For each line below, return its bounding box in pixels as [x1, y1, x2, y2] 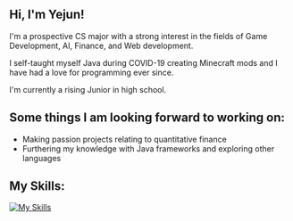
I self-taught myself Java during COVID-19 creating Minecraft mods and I [9, 57, 279, 68]
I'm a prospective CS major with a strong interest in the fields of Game [9, 30, 268, 41]
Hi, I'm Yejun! [9, 7, 85, 22]
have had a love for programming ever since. [9, 67, 174, 78]
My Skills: [9, 178, 65, 194]
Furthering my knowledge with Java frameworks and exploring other [21, 143, 275, 154]
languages [21, 152, 62, 163]
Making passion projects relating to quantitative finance [21, 134, 228, 144]
